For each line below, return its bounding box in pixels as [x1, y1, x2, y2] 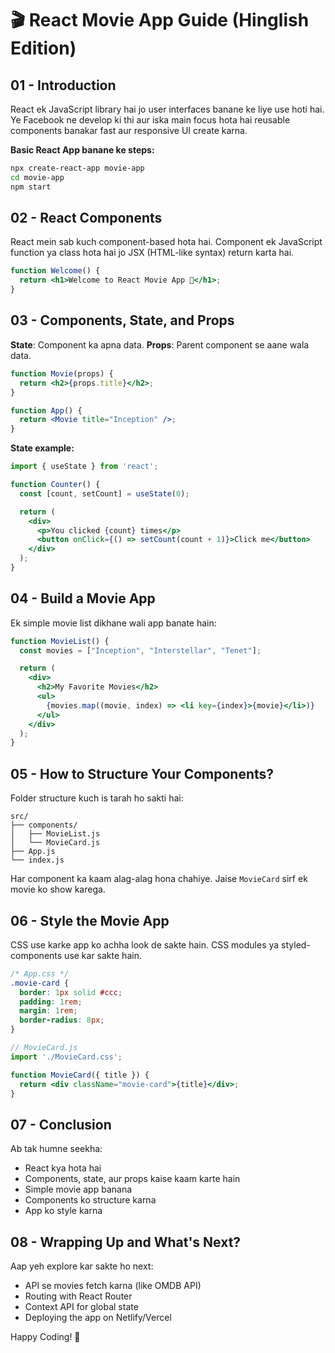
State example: [10, 442, 75, 454]
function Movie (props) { [10, 368, 114, 379]
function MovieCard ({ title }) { [10, 1070, 150, 1080]
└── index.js [10, 855, 65, 866]
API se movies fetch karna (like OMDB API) [24, 1280, 202, 1292]
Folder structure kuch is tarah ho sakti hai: [10, 792, 184, 804]
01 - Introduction [10, 77, 117, 94]
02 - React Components [10, 210, 163, 227]
